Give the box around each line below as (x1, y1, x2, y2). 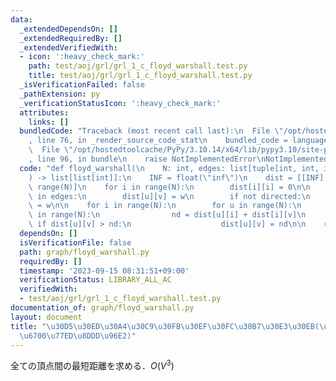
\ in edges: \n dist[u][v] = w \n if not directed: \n (28, 191, 311, 201)
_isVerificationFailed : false (19, 80, 145, 90)
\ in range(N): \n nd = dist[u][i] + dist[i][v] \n (28, 210, 307, 220)
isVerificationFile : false (19, 237, 132, 248)
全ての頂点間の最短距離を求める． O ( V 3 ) (10, 358, 175, 372)
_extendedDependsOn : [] (19, 24, 118, 34)
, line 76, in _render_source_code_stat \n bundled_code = (28, 136, 288, 146)
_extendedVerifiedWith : (19, 42, 118, 53)
